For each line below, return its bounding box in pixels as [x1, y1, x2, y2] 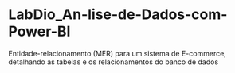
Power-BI [8, 22, 71, 40]
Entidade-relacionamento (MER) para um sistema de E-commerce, [8, 48, 227, 58]
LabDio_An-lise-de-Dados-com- [8, 6, 228, 24]
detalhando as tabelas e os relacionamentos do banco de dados [8, 57, 219, 67]
